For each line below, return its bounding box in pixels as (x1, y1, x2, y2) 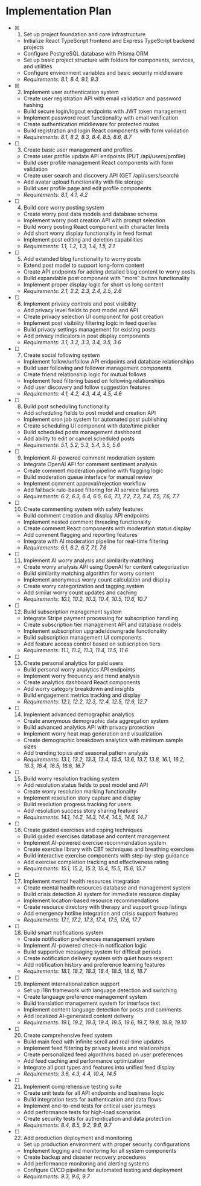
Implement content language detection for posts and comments (23, 1005, 182, 1013)
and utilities (23, 62, 53, 70)
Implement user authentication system (23, 88, 119, 95)
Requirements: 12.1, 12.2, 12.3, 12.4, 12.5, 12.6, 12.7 (23, 697, 147, 705)
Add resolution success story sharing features (23, 807, 139, 814)
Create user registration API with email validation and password (23, 95, 182, 102)
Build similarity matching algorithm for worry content (23, 569, 155, 577)
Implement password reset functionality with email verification (23, 114, 179, 121)
